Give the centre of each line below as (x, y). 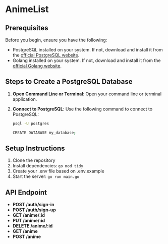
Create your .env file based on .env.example (58, 171)
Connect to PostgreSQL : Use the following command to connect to (82, 109)
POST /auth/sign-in (33, 205)
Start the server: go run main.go (46, 176)
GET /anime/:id (29, 215)
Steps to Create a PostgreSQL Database (69, 82)
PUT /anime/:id (29, 221)
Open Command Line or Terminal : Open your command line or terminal (87, 94)
